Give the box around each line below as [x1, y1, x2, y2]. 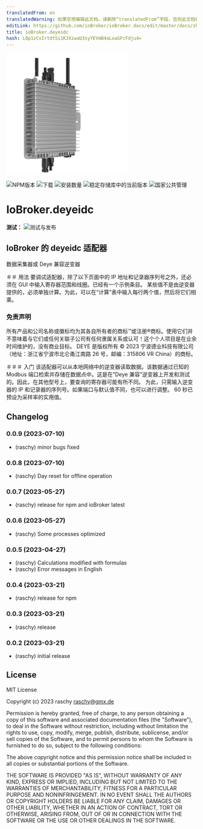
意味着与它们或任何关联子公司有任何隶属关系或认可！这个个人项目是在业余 [11, 335, 197, 343]
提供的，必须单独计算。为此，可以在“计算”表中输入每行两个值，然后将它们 [6, 288, 192, 295]
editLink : [6, 22, 31, 29]
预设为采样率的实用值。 [6, 394, 65, 401]
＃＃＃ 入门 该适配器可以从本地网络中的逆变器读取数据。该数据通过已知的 [6, 363, 189, 371]
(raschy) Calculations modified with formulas [14, 559, 127, 566]
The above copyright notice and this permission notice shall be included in [6, 753, 192, 760]
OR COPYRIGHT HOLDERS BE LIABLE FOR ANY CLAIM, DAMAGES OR [6, 797, 181, 805]
